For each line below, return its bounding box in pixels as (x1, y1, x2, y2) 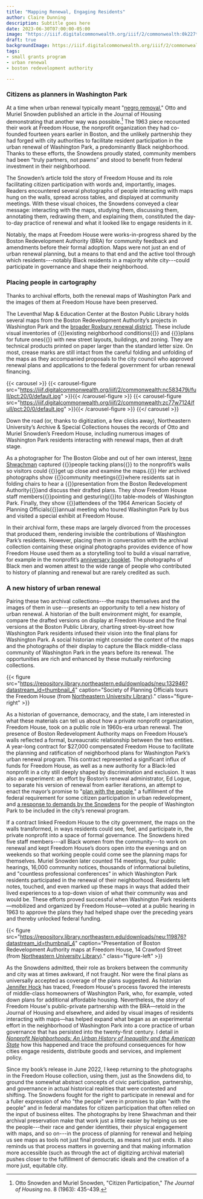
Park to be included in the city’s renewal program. (6, 807, 130, 814)
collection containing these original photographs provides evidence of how (6, 543, 193, 550)
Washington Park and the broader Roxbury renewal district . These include (6, 323, 190, 330)
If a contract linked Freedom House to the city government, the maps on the (6, 818, 195, 826)
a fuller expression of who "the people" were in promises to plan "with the (6, 1098, 190, 1105)
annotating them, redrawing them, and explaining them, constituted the (6, 213, 183, 220)
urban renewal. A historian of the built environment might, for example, (6, 610, 182, 617)
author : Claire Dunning (6, 14, 66, 21)
